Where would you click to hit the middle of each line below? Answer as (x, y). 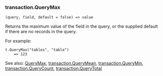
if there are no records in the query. (41, 32)
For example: (18, 41)
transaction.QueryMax (33, 7)
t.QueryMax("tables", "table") (37, 50)
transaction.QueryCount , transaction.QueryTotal (54, 68)
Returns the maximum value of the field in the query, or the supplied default (81, 26)
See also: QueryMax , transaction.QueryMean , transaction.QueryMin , (74, 63)
